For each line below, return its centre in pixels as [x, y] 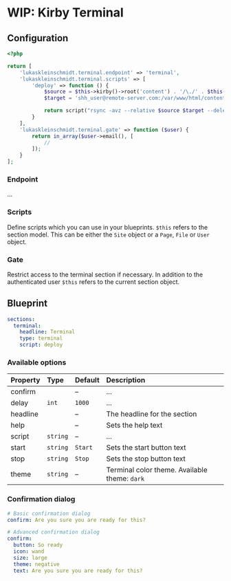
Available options [37, 362]
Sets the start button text [146, 448]
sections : [21, 319]
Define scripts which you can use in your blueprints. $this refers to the [108, 227]
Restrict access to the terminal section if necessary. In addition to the [105, 274]
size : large [31, 558]
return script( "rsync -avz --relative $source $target [124, 111]
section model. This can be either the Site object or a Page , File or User [108, 234]
